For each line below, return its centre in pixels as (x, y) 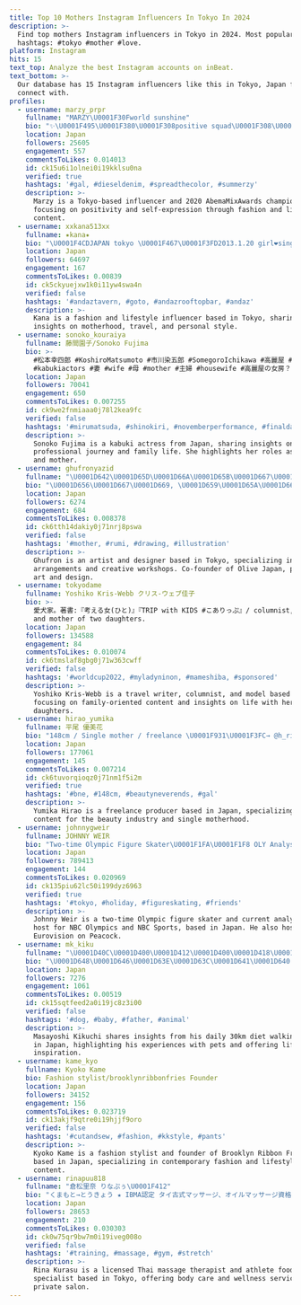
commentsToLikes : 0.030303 (76, 1228)
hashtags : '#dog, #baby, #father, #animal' (108, 1019)
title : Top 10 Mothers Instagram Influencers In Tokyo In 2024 (130, 18)
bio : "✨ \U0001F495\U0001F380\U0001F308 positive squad (129, 127)
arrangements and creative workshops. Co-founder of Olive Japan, (159, 569)
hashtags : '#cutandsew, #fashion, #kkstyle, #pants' (126, 1137)
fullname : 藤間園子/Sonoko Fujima (87, 343)
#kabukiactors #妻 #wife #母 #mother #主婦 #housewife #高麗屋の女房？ (162, 368)
